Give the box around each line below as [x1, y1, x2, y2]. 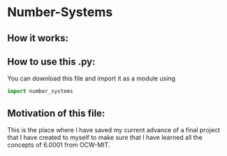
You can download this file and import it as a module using [7, 74, 176, 83]
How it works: [7, 32, 68, 44]
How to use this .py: [7, 55, 96, 67]
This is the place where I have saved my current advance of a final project [7, 126, 220, 134]
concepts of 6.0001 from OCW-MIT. [7, 141, 110, 149]
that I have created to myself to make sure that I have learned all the [7, 134, 203, 142]
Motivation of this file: [7, 107, 105, 119]
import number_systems [7, 88, 73, 95]
